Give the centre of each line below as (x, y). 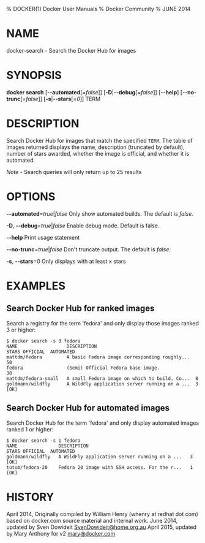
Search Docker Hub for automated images (88, 408)
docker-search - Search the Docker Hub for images (71, 50)
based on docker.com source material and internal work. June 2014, (92, 520)
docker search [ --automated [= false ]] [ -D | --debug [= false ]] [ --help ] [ (94, 92)
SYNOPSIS (34, 75)
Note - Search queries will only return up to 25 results (74, 172)
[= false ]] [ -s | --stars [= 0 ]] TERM (61, 99)
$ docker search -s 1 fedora (43, 441)
